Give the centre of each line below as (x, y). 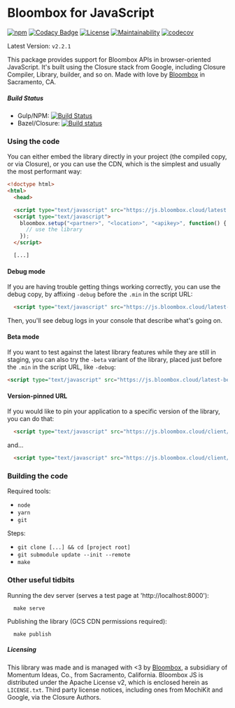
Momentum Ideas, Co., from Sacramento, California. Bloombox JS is (106, 674)
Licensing (22, 650)
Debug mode (26, 271)
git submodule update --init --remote (74, 555)
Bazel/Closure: (38, 123)
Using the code (34, 141)
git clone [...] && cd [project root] (74, 548)
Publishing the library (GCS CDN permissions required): (87, 621)
